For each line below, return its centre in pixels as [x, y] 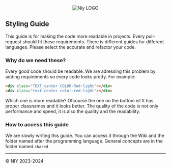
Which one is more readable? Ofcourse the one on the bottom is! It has [79, 100]
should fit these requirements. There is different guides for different [93, 41]
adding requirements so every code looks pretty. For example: [70, 77]
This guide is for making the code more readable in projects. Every [75, 36]
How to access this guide [37, 124]
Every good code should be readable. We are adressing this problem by [80, 71]
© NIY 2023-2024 [24, 161]
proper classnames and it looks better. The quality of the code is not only [82, 106]
